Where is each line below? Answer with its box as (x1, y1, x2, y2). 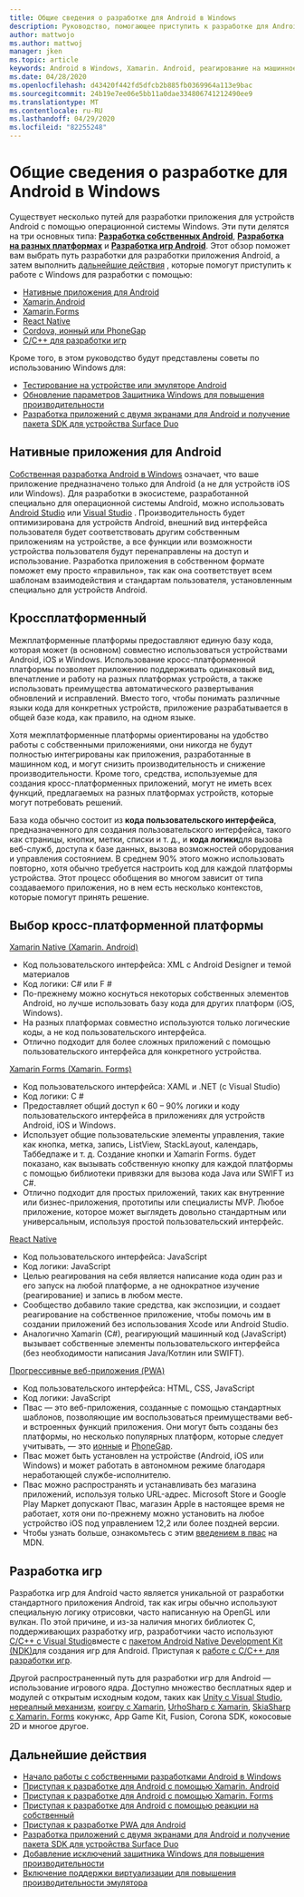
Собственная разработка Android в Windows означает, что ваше (9, 468, 260, 479)
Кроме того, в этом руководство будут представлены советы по (9, 352, 260, 363)
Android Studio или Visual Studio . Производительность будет (9, 507, 246, 518)
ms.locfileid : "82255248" (9, 123, 107, 132)
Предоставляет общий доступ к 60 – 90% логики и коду (22, 1100, 240, 1111)
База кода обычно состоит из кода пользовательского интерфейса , (9, 814, 277, 826)
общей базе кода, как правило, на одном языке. (9, 711, 196, 722)
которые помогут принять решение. (9, 891, 149, 903)
